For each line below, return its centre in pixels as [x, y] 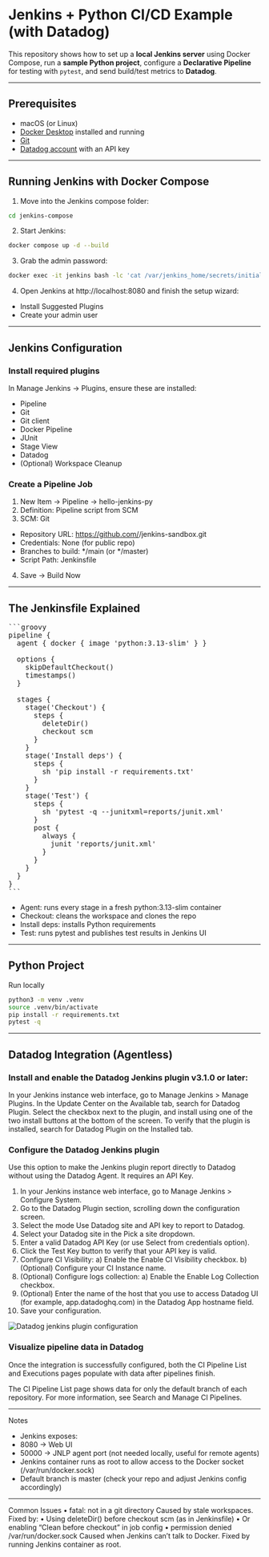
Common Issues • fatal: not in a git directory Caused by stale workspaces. [131, 1510]
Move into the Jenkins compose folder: [84, 201]
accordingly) [41, 1487]
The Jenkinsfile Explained [74, 608]
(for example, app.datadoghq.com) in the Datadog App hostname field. [137, 1303]
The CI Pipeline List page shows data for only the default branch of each [128, 1388]
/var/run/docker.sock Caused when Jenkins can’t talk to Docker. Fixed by [129, 1535]
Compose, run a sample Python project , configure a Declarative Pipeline [130, 63]
